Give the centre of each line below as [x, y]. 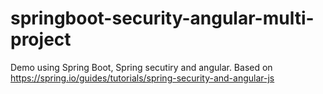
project [41, 39]
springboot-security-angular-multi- [162, 18]
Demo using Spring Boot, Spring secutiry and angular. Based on [141, 67]
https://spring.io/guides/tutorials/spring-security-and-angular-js [142, 78]
